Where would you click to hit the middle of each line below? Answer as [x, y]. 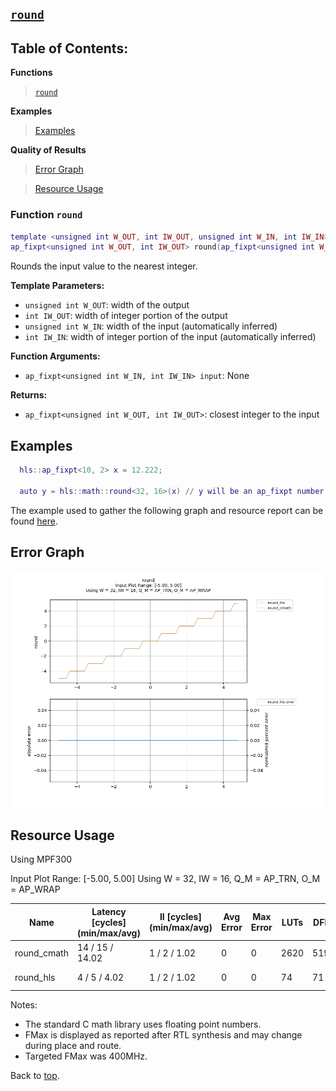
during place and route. [73, 1045]
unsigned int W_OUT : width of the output [107, 305]
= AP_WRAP [35, 889]
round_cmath [41, 953]
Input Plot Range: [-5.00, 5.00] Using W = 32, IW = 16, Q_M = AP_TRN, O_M [165, 879]
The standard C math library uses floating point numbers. [143, 1024]
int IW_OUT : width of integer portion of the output [126, 316]
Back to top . [35, 1075]
